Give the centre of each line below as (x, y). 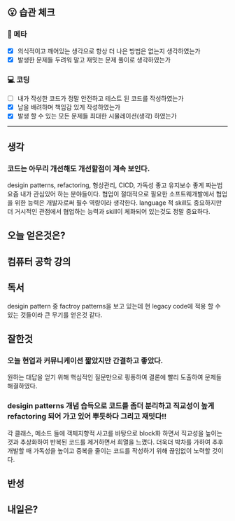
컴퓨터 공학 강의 (39, 262)
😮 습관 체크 (31, 13)
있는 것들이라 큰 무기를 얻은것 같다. (55, 315)
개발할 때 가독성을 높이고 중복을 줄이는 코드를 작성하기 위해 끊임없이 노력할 (109, 450)
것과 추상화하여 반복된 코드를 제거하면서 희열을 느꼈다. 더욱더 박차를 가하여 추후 (115, 442)
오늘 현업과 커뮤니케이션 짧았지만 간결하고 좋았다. (85, 360)
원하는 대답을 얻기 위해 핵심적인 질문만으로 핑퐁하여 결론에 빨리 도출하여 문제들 (115, 377)
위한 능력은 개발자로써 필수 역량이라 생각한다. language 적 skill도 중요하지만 (118, 203)
